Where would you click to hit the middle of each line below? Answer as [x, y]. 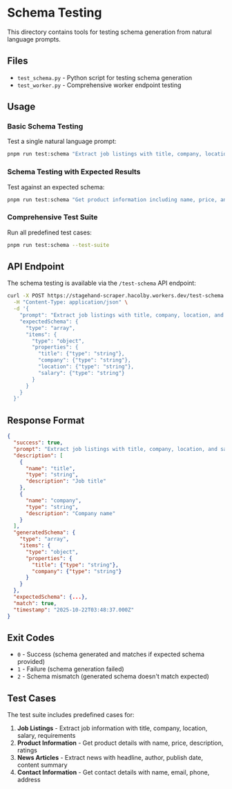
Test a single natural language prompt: [62, 141]
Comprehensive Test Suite [52, 217]
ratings [27, 750]
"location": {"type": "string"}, [86, 367]
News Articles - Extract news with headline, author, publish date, [110, 758]
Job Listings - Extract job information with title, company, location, [112, 728]
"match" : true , [35, 603]
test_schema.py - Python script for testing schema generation [105, 77]
